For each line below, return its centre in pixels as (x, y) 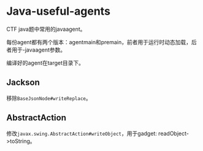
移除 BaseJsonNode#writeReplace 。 (49, 98)
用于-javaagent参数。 (39, 50)
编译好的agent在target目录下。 (45, 63)
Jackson (23, 83)
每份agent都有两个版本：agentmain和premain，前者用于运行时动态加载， (99, 42)
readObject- (174, 133)
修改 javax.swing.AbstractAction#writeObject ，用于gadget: (82, 133)
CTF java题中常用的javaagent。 (46, 29)
